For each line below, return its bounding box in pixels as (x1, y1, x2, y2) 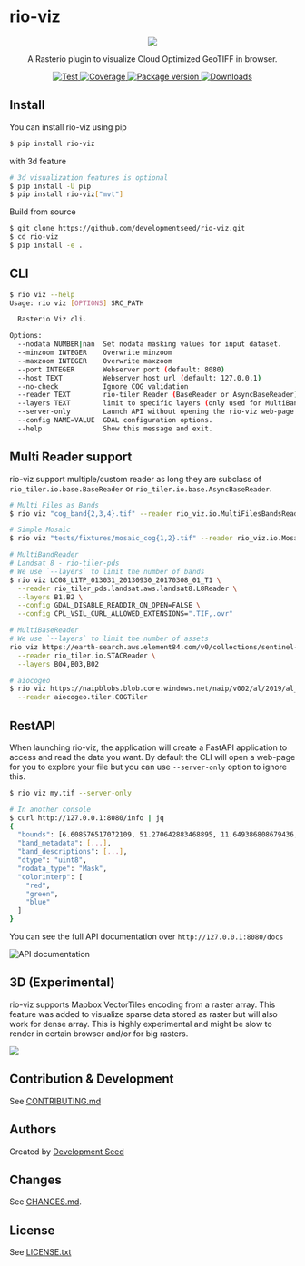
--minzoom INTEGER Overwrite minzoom (17, 348, 172, 358)
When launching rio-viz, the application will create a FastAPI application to (9, 742, 288, 753)
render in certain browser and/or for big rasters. (9, 1028, 189, 1039)
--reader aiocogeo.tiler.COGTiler (17, 693, 148, 702)
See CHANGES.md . (9, 1196, 82, 1207)
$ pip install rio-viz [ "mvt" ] (9, 190, 124, 199)
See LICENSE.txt (9, 1247, 72, 1258)
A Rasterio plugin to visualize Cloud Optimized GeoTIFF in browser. (27, 53, 278, 64)
